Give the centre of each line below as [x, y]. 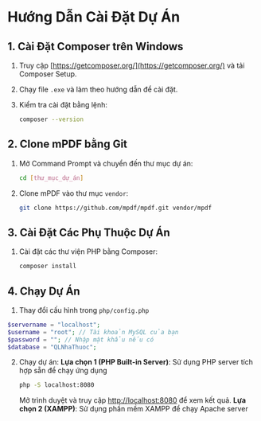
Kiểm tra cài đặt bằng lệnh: [63, 105]
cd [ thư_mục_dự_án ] [51, 178]
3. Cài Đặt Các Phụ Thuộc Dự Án [89, 232]
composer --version [51, 119]
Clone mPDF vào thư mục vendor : [74, 193]
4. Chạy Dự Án [44, 291]
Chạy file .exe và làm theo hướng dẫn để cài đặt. [98, 89]
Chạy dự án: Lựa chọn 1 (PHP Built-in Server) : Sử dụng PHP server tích [136, 362]
